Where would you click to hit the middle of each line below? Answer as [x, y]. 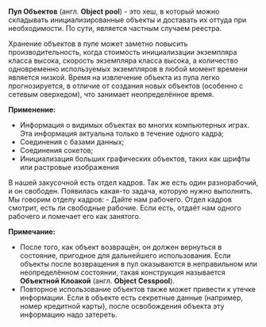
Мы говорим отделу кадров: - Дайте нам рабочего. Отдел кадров [120, 199]
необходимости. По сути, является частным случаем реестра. [115, 28]
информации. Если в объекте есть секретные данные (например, [131, 298]
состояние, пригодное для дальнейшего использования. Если [125, 256]
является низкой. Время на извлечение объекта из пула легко [114, 77]
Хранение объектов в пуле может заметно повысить [98, 44]
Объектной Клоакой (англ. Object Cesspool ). [97, 281]
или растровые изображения [69, 167]
